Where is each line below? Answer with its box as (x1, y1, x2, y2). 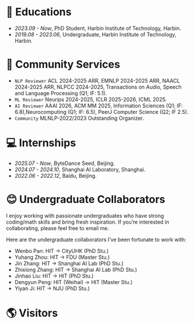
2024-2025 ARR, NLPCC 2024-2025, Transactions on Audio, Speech (14, 83, 182, 90)
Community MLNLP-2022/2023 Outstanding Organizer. (14, 114, 144, 122)
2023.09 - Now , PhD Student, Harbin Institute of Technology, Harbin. (14, 25, 182, 32)
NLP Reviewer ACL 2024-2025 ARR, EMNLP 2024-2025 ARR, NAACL (14, 77, 181, 84)
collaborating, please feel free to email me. (6, 224, 110, 231)
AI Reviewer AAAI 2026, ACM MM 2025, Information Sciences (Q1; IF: (14, 102, 183, 109)
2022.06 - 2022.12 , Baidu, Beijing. (14, 172, 97, 179)
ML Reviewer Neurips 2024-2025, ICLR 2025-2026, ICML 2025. (14, 96, 167, 103)
